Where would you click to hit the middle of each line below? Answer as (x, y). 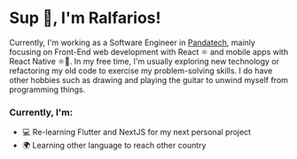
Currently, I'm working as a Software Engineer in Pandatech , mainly (132, 42)
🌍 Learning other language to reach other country (114, 146)
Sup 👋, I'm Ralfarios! (85, 18)
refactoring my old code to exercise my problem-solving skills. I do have (141, 71)
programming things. (47, 89)
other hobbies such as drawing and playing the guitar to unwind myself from (148, 79)
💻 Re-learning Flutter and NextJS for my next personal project (136, 132)
